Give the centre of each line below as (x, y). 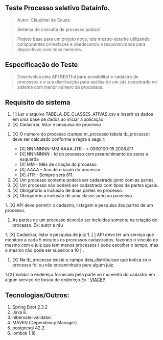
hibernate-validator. (32, 317)
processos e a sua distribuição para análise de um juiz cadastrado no (87, 82)
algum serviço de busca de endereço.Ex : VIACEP (55, 280)
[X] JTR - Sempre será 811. (47, 175)
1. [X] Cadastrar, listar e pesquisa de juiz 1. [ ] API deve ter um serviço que (80, 235)
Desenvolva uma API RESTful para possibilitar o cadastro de (78, 77)
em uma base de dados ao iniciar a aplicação (58, 119)
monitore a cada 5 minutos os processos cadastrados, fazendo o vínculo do (81, 240)
